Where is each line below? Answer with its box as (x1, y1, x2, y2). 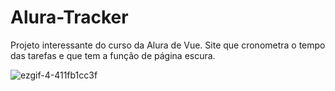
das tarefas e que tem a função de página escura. (10, 49, 216, 61)
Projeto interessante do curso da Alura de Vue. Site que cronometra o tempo (10, 39, 326, 51)
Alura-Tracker (10, 6, 129, 29)
